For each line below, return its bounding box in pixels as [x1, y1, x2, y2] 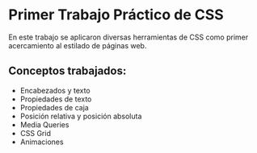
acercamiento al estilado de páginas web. [8, 40, 147, 50]
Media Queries [19, 119, 70, 130]
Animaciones [19, 137, 64, 147]
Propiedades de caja [19, 102, 89, 112]
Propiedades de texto [19, 94, 92, 104]
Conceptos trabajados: [8, 64, 127, 78]
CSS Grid [19, 128, 51, 138]
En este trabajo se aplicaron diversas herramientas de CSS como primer [8, 32, 249, 42]
